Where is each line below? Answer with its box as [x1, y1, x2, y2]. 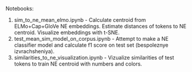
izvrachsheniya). [14, 48, 55, 55]
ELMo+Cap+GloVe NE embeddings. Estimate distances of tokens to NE [14, 23, 187, 30]
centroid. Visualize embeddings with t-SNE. [14, 29, 120, 36]
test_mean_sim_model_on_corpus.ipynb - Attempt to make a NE [14, 35, 169, 42]
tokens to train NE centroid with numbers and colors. [14, 60, 143, 67]
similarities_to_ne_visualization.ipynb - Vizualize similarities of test [14, 54, 174, 61]
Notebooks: [5, 5, 34, 12]
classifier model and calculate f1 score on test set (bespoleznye [14, 41, 168, 48]
